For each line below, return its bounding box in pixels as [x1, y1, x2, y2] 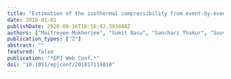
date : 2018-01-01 [7, 16, 57, 23]
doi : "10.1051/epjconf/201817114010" [7, 61, 115, 68]
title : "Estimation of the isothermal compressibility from [7, 10, 184, 17]
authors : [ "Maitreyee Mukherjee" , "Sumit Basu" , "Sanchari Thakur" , [7, 29, 208, 36]
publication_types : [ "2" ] [7, 36, 81, 43]
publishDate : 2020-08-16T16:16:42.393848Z [7, 23, 131, 30]
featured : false [7, 49, 54, 56]
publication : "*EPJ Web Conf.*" [7, 55, 100, 62]
